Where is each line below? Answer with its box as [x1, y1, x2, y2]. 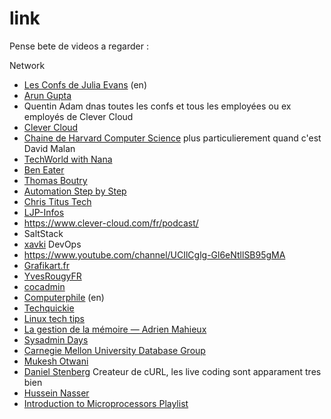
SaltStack [23, 227, 64, 239]
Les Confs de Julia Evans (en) [23, 78, 147, 91]
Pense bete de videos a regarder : [9, 40, 149, 52]
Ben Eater [23, 163, 65, 176]
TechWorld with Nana [23, 153, 113, 165]
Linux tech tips [23, 312, 85, 324]
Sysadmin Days [23, 333, 89, 346]
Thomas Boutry [23, 174, 88, 186]
